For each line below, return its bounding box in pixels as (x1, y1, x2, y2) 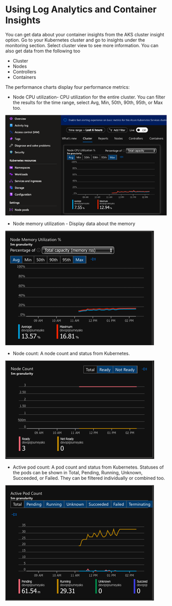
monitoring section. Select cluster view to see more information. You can (5, 42, 159, 48)
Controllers (12, 68, 37, 75)
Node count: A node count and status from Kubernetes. (12, 350, 130, 357)
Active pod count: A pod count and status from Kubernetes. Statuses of (12, 464, 164, 470)
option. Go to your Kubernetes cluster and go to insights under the (5, 37, 145, 43)
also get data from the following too (5, 48, 80, 54)
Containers (12, 74, 36, 80)
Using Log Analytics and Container (5, 4, 157, 15)
